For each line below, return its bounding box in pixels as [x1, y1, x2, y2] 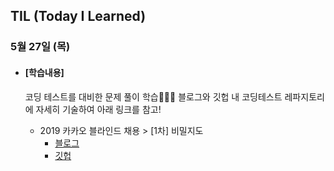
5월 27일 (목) [10, 40, 71, 54]
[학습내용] [24, 66, 65, 78]
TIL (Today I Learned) [10, 8, 147, 25]
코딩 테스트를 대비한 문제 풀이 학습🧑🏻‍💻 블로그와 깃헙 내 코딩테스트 [24, 90, 283, 103]
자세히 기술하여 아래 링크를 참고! [35, 103, 162, 115]
